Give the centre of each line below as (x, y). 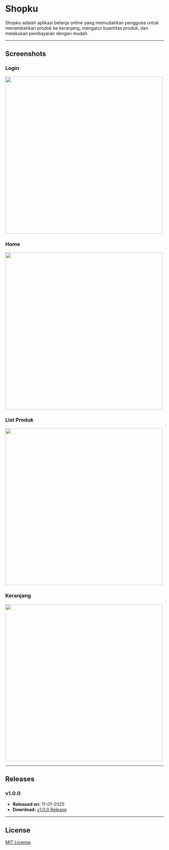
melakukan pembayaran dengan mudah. (47, 33)
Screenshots (26, 54)
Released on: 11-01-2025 (38, 804)
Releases (20, 779)
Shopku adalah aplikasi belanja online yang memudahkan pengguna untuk (82, 23)
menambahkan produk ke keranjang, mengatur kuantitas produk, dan (77, 28)
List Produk (19, 419)
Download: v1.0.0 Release (39, 810)
